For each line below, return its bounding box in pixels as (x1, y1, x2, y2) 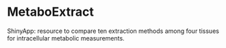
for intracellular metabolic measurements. (7, 34, 125, 42)
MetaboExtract (7, 4, 95, 20)
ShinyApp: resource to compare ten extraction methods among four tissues (7, 27, 219, 35)
